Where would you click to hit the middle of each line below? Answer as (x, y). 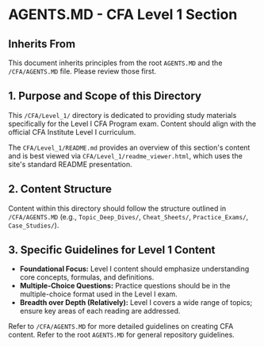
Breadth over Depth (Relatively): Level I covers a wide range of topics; (136, 303)
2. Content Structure (60, 189)
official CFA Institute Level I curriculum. (72, 132)
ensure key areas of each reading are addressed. (100, 311)
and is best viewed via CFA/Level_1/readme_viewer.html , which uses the (126, 155)
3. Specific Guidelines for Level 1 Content (112, 250)
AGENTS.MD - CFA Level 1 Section (123, 15)
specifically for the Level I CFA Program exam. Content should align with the (132, 124)
